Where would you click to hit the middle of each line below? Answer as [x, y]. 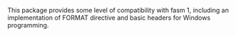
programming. [28, 25]
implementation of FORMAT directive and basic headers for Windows [109, 18]
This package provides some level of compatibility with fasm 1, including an [118, 10]
